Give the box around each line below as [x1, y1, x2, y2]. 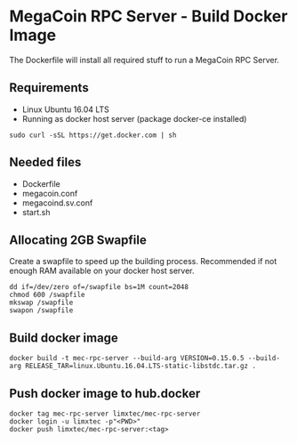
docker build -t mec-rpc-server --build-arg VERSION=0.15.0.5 [9, 354, 245, 363]
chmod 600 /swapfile [9, 291, 86, 300]
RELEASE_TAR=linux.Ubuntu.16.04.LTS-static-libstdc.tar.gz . [25, 362, 256, 371]
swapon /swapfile [9, 306, 74, 315]
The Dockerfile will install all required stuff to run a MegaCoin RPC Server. [9, 54, 280, 65]
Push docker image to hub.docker [9, 385, 201, 401]
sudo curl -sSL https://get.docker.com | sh [9, 131, 177, 140]
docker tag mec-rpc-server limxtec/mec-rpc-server [9, 409, 201, 418]
